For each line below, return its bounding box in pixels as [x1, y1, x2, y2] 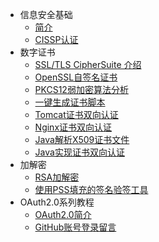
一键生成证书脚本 [34, 96, 106, 108]
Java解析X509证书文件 [34, 134, 130, 145]
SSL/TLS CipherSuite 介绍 [34, 59, 142, 70]
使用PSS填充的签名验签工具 [34, 184, 149, 195]
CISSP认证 [34, 34, 79, 45]
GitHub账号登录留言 [34, 221, 117, 233]
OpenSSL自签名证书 [34, 71, 118, 83]
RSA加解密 [34, 171, 80, 183]
